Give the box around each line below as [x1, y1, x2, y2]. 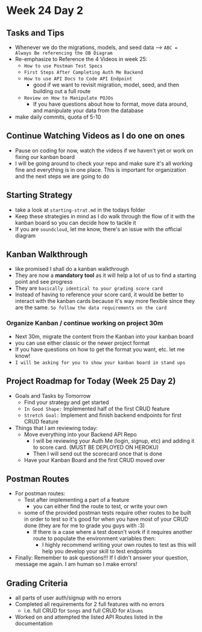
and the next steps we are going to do [14, 172, 110, 180]
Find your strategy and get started [24, 399, 110, 406]
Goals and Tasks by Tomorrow [14, 392, 91, 399]
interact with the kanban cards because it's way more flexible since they [14, 298, 195, 305]
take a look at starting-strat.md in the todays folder [14, 206, 146, 213]
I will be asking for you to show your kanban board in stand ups [14, 359, 186, 366]
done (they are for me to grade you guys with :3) [24, 522, 145, 529]
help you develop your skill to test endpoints [42, 548, 152, 555]
